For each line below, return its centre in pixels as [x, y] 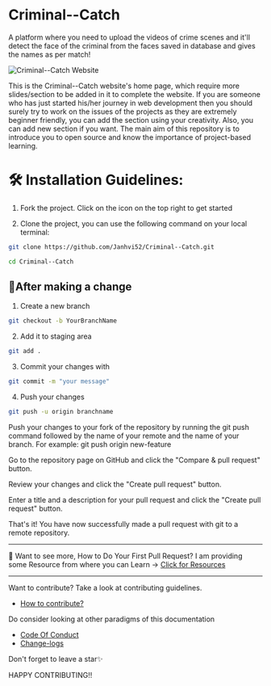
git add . [25, 351]
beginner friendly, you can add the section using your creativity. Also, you [131, 120]
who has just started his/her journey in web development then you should [130, 103]
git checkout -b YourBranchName [63, 321]
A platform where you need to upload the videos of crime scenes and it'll [129, 37]
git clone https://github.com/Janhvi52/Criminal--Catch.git [112, 247]
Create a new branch [55, 306]
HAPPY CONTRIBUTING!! [50, 675]
